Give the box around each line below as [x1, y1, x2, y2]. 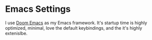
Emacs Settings [5, 3, 71, 15]
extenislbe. [5, 30, 28, 36]
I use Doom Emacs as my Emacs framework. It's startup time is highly [5, 20, 148, 26]
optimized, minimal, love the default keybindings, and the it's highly [5, 25, 143, 31]
